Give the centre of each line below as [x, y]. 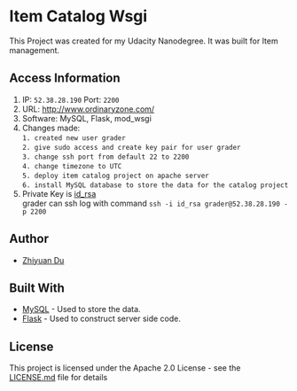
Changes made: [51, 128]
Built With [37, 288]
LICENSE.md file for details [59, 378]
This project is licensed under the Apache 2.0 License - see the [125, 368]
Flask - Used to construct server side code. [102, 319]
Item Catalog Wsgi [78, 16]
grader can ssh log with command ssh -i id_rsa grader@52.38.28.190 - [155, 203]
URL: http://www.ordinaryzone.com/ [88, 109]
